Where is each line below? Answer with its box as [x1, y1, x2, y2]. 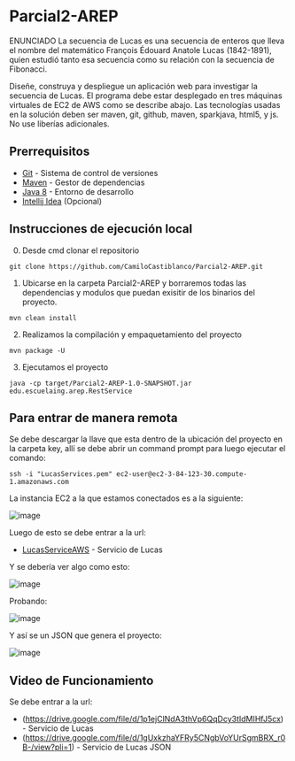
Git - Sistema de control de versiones [21, 167, 159, 178]
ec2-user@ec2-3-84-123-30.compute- [116, 470, 248, 479]
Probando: [9, 596, 48, 607]
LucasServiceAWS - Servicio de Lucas [21, 544, 163, 555]
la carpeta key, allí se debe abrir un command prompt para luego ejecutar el [9, 443, 286, 454]
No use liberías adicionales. [9, 118, 110, 129]
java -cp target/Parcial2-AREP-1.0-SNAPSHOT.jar [9, 379, 192, 388]
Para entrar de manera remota [9, 410, 178, 426]
